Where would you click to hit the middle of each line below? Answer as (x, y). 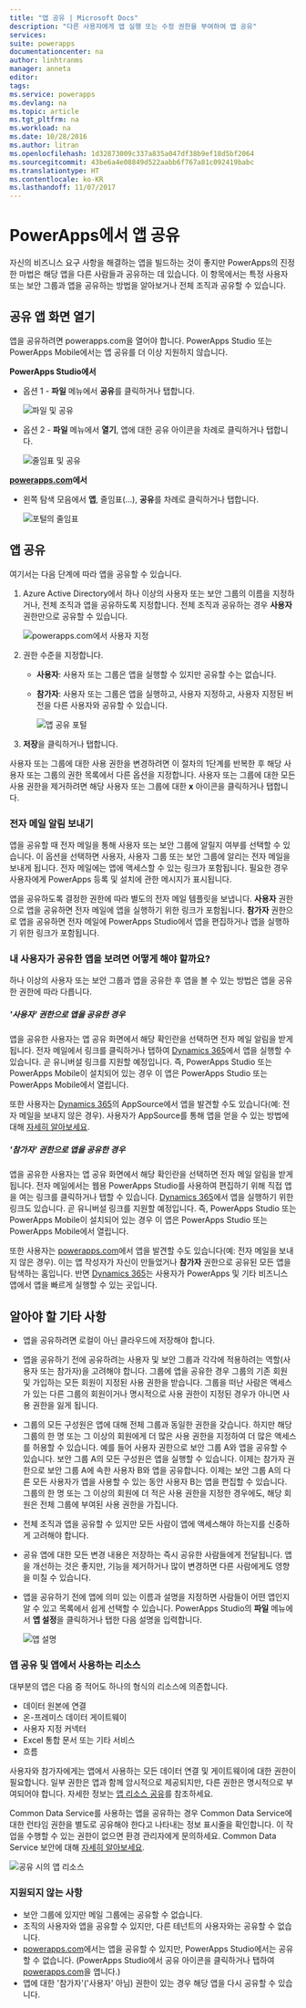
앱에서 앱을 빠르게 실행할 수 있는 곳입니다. (83, 1285)
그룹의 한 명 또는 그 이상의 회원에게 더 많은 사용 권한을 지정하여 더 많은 (148, 1436)
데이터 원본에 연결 (54, 1706)
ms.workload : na (40, 129)
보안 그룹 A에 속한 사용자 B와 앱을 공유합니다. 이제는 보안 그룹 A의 (164, 1470)
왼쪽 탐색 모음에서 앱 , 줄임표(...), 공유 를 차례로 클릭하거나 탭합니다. (141, 499)
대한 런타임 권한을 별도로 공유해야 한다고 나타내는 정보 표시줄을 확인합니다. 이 (147, 1825)
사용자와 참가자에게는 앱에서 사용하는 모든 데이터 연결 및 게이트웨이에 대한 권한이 (153, 1771)
